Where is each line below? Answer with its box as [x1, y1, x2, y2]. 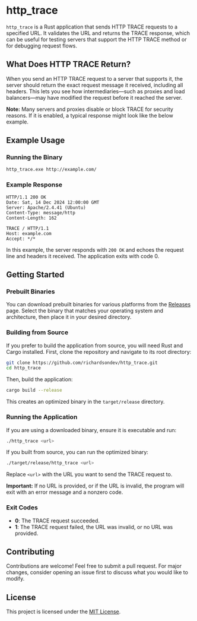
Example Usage [6, 135, 65, 145]
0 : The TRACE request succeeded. [14, 517, 100, 524]
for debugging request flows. [6, 42, 78, 49]
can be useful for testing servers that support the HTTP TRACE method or [6, 36, 187, 43]
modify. [6, 575, 25, 582]
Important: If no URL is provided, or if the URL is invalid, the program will [6, 482, 185, 490]
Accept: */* [6, 236, 36, 242]
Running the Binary [6, 153, 63, 161]
